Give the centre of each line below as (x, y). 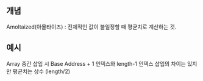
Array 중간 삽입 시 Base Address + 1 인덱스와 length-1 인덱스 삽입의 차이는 (96, 63)
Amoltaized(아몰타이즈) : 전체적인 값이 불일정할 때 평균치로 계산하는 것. (91, 27)
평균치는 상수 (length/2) (41, 71)
